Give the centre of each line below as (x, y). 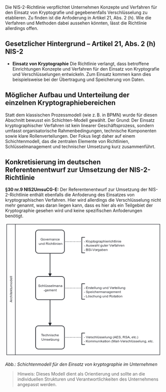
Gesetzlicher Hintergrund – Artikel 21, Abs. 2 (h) (81, 44)
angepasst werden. (37, 384)
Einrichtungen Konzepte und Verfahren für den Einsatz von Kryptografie (86, 69)
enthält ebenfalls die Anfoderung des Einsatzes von (82, 195)
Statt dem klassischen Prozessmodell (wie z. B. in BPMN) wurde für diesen (81, 115)
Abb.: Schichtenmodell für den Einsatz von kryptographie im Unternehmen (81, 364)
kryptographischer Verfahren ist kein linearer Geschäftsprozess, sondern (80, 125)
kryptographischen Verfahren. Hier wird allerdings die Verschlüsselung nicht (83, 200)
